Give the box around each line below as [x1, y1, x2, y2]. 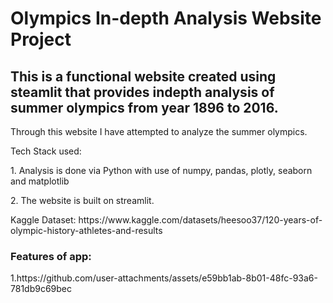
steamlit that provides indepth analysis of [10, 83, 275, 101]
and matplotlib [10, 175, 70, 187]
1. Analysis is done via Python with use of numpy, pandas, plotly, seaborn [10, 165, 313, 176]
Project [10, 28, 72, 51]
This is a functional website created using [10, 68, 277, 85]
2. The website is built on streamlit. [10, 195, 155, 206]
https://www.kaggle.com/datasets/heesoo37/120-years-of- [78, 214, 323, 226]
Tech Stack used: [10, 145, 82, 157]
